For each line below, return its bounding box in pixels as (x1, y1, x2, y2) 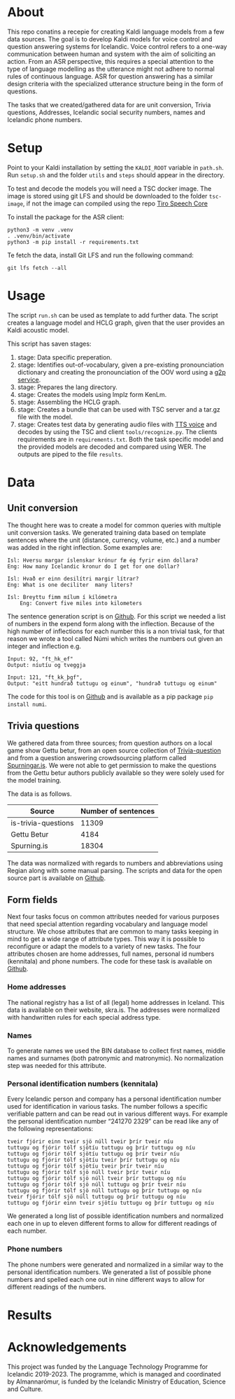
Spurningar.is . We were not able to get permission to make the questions (7, 761, 217, 769)
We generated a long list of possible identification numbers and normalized (7, 1212, 224, 1220)
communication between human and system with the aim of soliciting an (7, 50, 216, 58)
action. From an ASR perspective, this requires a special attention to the (7, 57, 214, 65)
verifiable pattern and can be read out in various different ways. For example (7, 1109, 228, 1118)
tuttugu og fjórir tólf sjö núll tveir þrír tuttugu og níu (7, 1175, 187, 1182)
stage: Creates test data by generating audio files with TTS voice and (17, 420, 218, 428)
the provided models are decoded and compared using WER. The (17, 442, 206, 451)
